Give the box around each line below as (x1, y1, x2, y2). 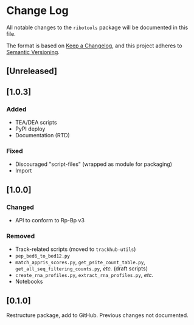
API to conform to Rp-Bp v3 (15, 217, 85, 224)
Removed (6, 231, 35, 240)
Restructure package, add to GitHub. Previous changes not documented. (6, 312, 189, 319)
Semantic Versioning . (6, 48, 60, 55)
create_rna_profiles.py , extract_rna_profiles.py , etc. (15, 272, 154, 279)
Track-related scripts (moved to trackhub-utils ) (15, 245, 136, 253)
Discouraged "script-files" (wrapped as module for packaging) (15, 160, 172, 168)
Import (15, 167, 32, 174)
